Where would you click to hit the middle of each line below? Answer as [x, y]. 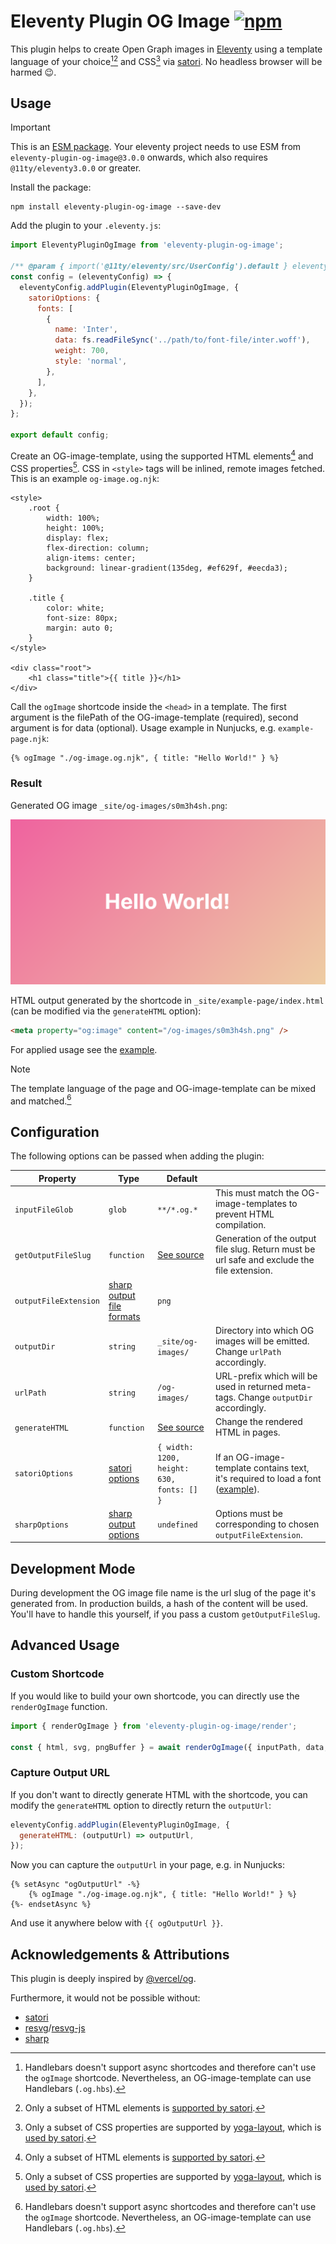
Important [30, 127]
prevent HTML [244, 1214]
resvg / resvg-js [55, 2028]
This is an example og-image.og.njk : [85, 479]
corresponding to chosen [267, 1524]
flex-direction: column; [98, 548]
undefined [177, 1525]
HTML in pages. [247, 1432]
